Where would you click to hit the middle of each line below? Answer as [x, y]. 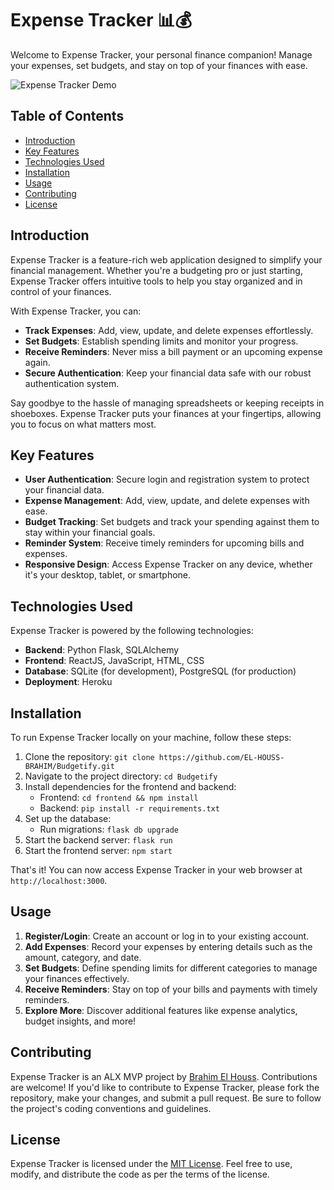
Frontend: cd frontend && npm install [119, 797]
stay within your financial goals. [90, 533]
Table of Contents [67, 116]
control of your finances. [61, 291]
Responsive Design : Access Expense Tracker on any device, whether [168, 564]
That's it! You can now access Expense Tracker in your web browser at [156, 870]
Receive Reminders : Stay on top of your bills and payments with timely [171, 989]
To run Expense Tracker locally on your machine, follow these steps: [151, 737]
